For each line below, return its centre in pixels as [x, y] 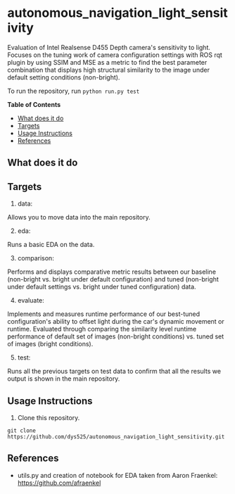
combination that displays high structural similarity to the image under [108, 70]
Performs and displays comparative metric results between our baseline [112, 272]
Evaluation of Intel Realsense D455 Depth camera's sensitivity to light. [109, 47]
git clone [22, 431]
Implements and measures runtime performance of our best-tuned [104, 314]
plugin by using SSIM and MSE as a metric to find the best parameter [107, 62]
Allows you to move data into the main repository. [79, 217]
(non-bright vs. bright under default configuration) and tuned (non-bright [113, 279]
